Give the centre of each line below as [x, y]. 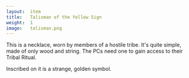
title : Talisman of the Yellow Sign [54, 17]
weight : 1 [20, 22]
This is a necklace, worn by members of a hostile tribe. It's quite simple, [94, 45]
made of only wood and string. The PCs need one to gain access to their [94, 51]
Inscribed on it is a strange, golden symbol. [59, 69]
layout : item [24, 12]
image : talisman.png [34, 28]
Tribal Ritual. [21, 57]
